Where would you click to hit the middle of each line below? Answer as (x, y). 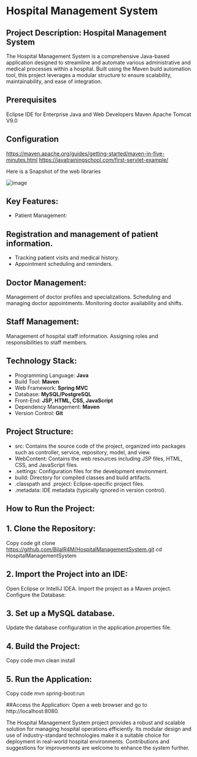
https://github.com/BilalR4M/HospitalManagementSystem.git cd (84, 549)
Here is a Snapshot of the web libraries (54, 171)
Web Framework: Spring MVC (51, 388)
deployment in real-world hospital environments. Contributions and (88, 741)
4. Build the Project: (43, 646)
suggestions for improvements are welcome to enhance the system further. (98, 748)
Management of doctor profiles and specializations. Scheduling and (89, 297)
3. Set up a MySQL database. (61, 613)
